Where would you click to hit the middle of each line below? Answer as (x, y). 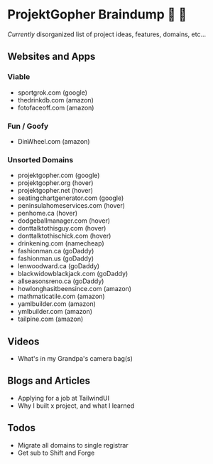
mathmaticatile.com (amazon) (61, 296)
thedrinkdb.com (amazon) (55, 100)
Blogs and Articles (49, 381)
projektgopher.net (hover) (55, 191)
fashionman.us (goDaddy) (56, 258)
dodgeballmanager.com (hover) (64, 221)
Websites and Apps (51, 57)
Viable (19, 77)
